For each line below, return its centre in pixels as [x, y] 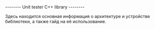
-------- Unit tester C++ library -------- [45, 7]
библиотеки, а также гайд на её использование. [56, 22]
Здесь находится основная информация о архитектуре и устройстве [77, 16]
